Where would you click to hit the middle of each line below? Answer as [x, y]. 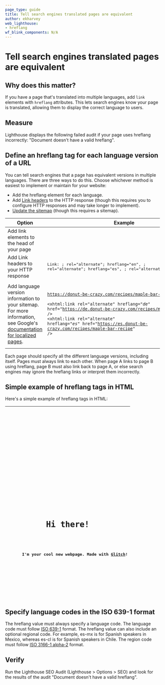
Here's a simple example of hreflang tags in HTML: [56, 399]
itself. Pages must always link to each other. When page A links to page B [79, 361]
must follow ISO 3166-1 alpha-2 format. [45, 645]
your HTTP [20, 270]
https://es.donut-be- [123, 324]
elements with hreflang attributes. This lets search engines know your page [82, 102]
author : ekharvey [23, 19]
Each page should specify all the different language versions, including [77, 356]
